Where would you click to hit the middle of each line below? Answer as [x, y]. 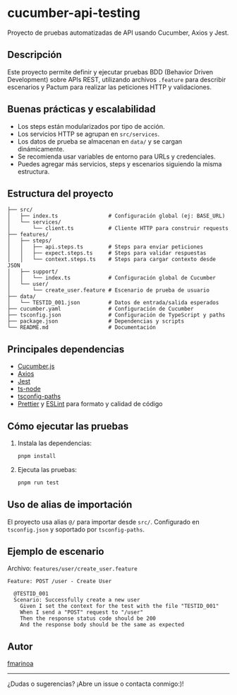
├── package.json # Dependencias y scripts [96, 321]
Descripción [35, 55]
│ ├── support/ [33, 272]
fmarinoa [20, 664]
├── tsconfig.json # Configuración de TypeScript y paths [116, 315]
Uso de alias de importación [70, 505]
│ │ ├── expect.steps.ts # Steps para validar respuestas [107, 253]
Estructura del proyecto [61, 194]
